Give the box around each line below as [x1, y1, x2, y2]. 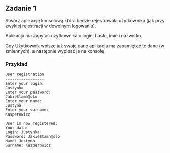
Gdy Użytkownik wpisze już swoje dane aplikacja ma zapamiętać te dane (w [5, 43, 165, 49]
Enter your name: [5, 99, 42, 104]
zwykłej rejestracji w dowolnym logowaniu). [5, 23, 96, 29]
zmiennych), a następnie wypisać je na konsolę [5, 48, 104, 54]
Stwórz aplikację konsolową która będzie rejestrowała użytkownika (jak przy [5, 17, 165, 23]
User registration [5, 72, 44, 78]
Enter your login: [5, 81, 44, 86]
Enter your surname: [5, 107, 49, 113]
